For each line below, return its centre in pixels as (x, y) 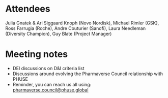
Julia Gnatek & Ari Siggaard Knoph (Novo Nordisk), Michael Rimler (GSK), (82, 23)
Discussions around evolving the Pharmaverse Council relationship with (88, 74)
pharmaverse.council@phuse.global (50, 90)
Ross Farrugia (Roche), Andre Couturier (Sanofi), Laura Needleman (76, 28)
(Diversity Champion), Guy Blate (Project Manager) (59, 34)
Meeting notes (36, 54)
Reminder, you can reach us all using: (52, 84)
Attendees (28, 9)
